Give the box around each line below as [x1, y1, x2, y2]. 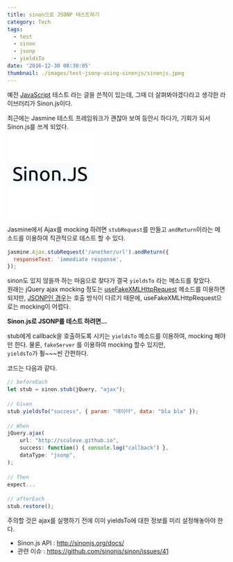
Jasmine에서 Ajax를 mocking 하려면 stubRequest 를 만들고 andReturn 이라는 [7, 225, 214, 234]
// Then [7, 473, 30, 481]
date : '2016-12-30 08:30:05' [7, 62, 92, 69]
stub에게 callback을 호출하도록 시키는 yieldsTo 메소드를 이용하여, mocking [7, 332, 214, 340]
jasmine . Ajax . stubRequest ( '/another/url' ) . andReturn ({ [7, 248, 169, 256]
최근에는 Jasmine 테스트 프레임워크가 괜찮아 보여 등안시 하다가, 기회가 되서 [7, 114, 211, 122]
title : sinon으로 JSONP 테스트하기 [7, 11, 100, 18]
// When [7, 423, 30, 430]
